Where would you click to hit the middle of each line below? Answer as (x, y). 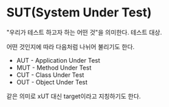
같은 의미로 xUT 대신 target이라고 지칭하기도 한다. (74, 96)
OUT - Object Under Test (52, 82)
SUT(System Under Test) (79, 13)
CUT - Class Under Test (50, 75)
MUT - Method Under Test (54, 67)
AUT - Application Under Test (58, 60)
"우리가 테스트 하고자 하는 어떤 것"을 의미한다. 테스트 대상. (84, 32)
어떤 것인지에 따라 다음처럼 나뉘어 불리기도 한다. (71, 46)
